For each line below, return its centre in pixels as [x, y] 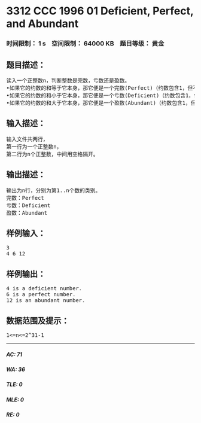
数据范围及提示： [38, 320]
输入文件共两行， [27, 139]
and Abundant [42, 24]
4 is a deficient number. [44, 289]
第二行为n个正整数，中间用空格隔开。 [52, 154]
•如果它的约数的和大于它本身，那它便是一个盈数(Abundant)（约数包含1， [99, 103]
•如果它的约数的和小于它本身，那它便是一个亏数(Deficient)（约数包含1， [100, 95]
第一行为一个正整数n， [34, 147]
